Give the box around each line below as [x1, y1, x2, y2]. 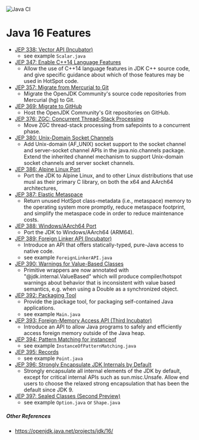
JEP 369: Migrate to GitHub [14, 103, 82, 110]
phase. [23, 127, 40, 135]
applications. [23, 304, 55, 311]
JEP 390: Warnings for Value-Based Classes [14, 260, 124, 267]
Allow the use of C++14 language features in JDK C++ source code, [23, 65, 190, 72]
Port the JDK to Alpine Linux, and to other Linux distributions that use [23, 172, 193, 179]
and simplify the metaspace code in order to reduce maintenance [23, 209, 184, 216]
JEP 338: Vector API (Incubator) [14, 46, 93, 53]
